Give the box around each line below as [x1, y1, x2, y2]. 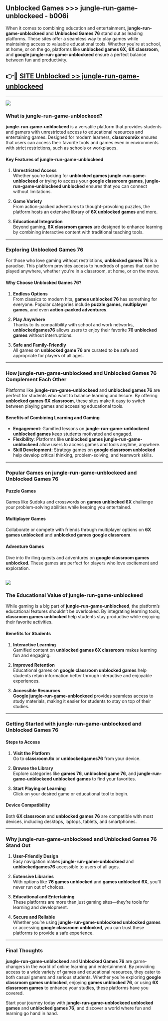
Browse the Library [12, 765, 54, 771]
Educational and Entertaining [12, 894, 75, 900]
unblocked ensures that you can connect [62, 183, 148, 189]
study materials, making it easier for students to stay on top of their [12, 698, 151, 704]
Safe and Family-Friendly [12, 342, 66, 348]
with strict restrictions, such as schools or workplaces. [5, 145, 118, 151]
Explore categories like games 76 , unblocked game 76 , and [12, 770, 136, 776]
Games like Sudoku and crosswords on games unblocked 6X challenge [5, 499, 154, 505]
